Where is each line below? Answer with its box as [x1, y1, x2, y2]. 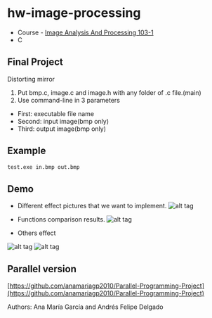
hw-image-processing [7, 5, 141, 21]
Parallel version [7, 262, 77, 275]
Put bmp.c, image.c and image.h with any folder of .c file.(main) [17, 88, 201, 96]
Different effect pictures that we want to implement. [17, 202, 167, 210]
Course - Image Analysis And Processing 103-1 [17, 28, 154, 37]
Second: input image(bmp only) [17, 117, 109, 125]
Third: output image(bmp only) [17, 125, 107, 133]
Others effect [17, 229, 56, 237]
